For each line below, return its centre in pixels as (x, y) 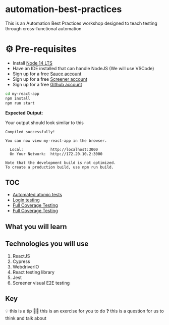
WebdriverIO (26, 266)
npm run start (20, 103)
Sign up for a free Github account (47, 84)
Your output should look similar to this (45, 123)
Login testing (26, 200)
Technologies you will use (47, 244)
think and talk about (26, 318)
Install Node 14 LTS (33, 63)
